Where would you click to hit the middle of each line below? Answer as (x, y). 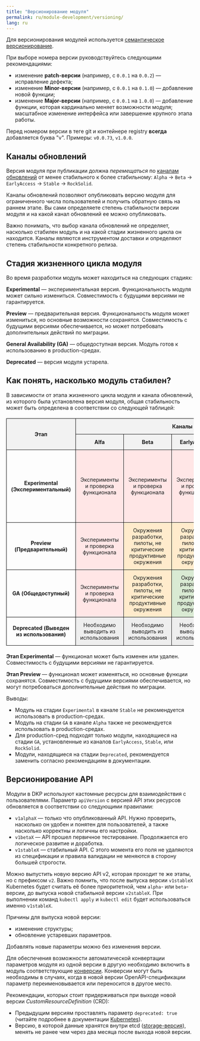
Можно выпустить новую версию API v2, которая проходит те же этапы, (99, 873)
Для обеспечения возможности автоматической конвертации (85, 958)
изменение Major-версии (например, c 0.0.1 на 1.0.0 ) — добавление (104, 101)
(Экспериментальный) (41, 489)
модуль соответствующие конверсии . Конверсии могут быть (84, 971)
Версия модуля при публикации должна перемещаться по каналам (93, 171)
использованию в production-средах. (54, 350)
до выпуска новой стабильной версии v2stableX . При (95, 893)
